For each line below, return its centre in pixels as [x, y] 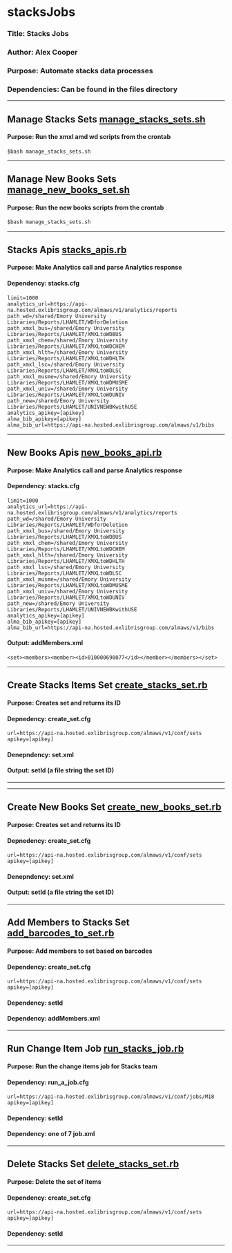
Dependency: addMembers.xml [54, 1019]
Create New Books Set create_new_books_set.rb [114, 807]
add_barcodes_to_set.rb [61, 933]
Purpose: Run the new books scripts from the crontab [86, 207]
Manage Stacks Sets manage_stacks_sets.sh [106, 119]
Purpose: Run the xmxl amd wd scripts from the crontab [89, 137]
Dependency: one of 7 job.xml [51, 1134]
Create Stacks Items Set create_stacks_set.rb [107, 685]
